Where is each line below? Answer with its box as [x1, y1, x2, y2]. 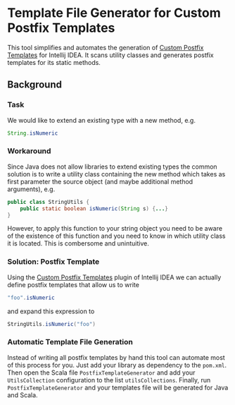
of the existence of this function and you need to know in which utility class [7, 231, 226, 241]
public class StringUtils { [7, 198, 90, 205]
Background [7, 79, 62, 91]
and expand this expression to [7, 307, 95, 315]
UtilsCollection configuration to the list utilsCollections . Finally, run [7, 375, 211, 384]
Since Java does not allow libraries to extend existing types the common [7, 162, 217, 171]
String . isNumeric [7, 129, 58, 137]
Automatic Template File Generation [7, 337, 134, 347]
